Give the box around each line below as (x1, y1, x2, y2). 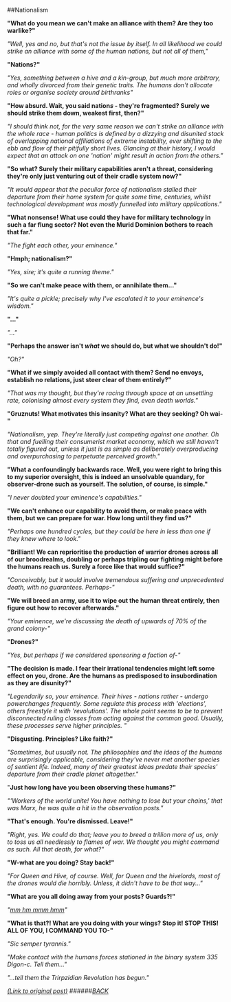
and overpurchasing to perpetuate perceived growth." (7, 452, 160, 460)
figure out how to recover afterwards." (7, 604, 120, 612)
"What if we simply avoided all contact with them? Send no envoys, (7, 368, 204, 377)
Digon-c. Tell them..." (7, 960, 67, 968)
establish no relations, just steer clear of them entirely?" (7, 376, 172, 383)
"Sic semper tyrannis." (7, 939, 71, 948)
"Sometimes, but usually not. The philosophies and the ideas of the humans (7, 748, 223, 756)
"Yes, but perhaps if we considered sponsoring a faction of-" (7, 651, 181, 659)
